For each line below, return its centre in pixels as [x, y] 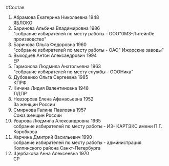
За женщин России [34, 104]
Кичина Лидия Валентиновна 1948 [51, 88]
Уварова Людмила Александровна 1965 [57, 121]
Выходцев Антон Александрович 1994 [55, 55]
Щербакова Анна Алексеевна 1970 [51, 153]
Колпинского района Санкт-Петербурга [57, 148]
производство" [30, 39]
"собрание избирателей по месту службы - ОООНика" [73, 72]
